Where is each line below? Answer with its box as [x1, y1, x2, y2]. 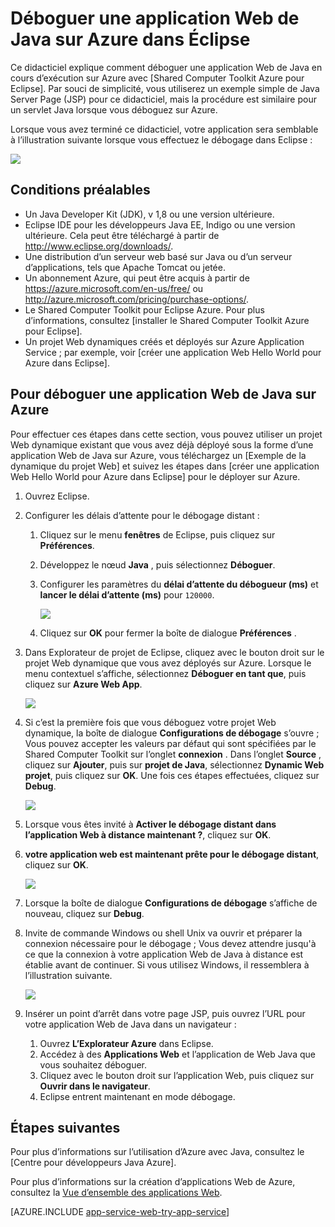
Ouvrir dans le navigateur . [39, 1080, 151, 1092]
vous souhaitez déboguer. [39, 1058, 148, 1071]
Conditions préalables [10, 182, 151, 199]
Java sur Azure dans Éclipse [10, 28, 251, 51]
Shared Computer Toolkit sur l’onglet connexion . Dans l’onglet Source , [24, 748, 322, 760]
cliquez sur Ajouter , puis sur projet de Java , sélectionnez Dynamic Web [24, 758, 325, 771]
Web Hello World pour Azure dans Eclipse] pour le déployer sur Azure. [10, 470, 301, 482]
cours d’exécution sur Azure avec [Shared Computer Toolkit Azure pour [10, 72, 305, 84]
